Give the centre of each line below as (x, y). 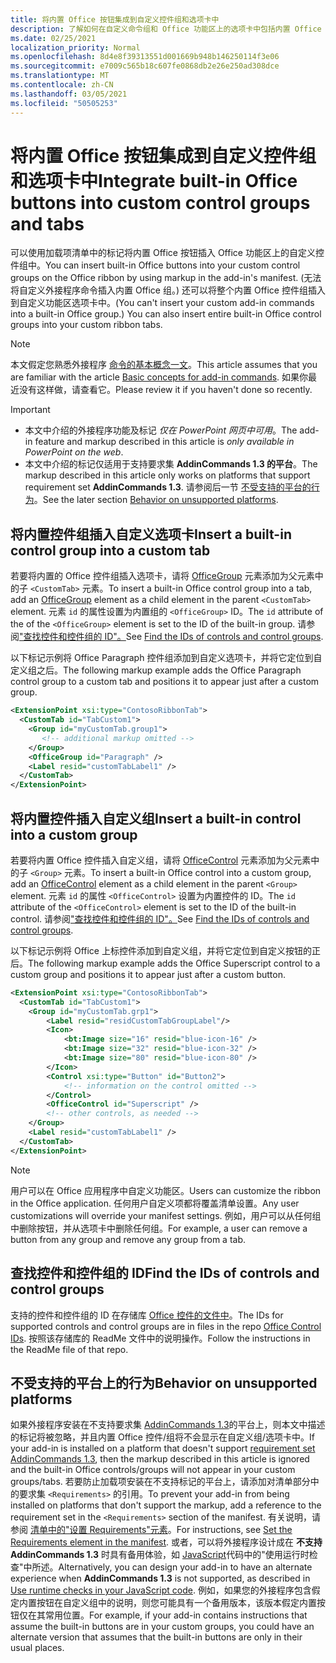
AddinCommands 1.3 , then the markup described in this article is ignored (160, 1459)
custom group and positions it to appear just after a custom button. (148, 974)
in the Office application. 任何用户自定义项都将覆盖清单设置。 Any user (155, 1203)
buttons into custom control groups (160, 202)
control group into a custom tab (110, 550)
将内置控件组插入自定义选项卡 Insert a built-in (151, 534)
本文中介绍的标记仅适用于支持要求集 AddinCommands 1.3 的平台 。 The (171, 464)
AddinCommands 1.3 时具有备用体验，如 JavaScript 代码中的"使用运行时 (160, 1555)
